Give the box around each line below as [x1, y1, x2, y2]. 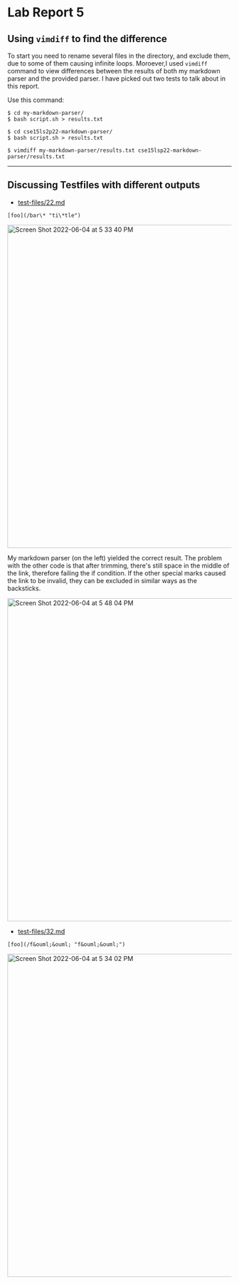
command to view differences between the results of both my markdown [7, 67, 221, 75]
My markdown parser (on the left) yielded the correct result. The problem [7, 553, 223, 562]
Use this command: [7, 96, 65, 104]
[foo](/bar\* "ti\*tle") [7, 212, 81, 219]
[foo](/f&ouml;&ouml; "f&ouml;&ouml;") [7, 940, 126, 948]
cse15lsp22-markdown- [137, 147, 202, 154]
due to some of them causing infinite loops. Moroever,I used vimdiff [7, 59, 208, 68]
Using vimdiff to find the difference [7, 33, 167, 45]
